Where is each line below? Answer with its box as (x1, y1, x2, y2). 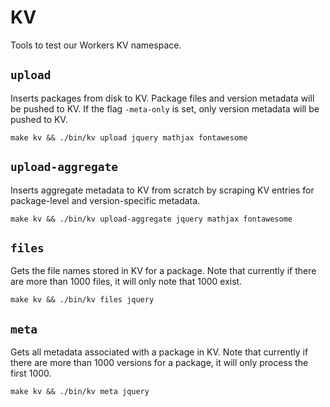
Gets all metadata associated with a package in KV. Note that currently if (10, 346, 309, 358)
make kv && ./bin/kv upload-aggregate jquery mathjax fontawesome (10, 214, 293, 224)
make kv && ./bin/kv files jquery (10, 295, 155, 305)
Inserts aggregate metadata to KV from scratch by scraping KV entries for (10, 184, 315, 196)
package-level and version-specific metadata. (10, 194, 201, 206)
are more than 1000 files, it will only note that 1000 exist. (10, 276, 243, 288)
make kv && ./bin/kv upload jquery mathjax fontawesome (10, 132, 248, 143)
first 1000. (10, 367, 52, 380)
